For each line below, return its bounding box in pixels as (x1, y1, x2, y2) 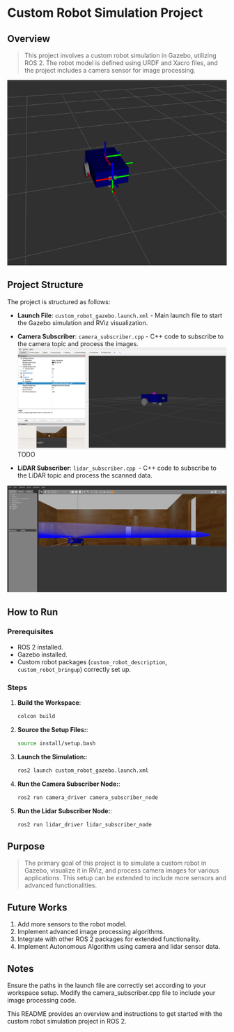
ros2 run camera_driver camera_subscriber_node (17, 794, 158, 801)
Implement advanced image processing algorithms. (17, 928, 165, 936)
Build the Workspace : (17, 698, 81, 707)
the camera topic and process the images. (17, 339, 139, 347)
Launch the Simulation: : (17, 752, 88, 761)
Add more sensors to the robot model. (17, 920, 127, 929)
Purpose (7, 840, 45, 852)
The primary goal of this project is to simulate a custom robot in (24, 859, 207, 868)
